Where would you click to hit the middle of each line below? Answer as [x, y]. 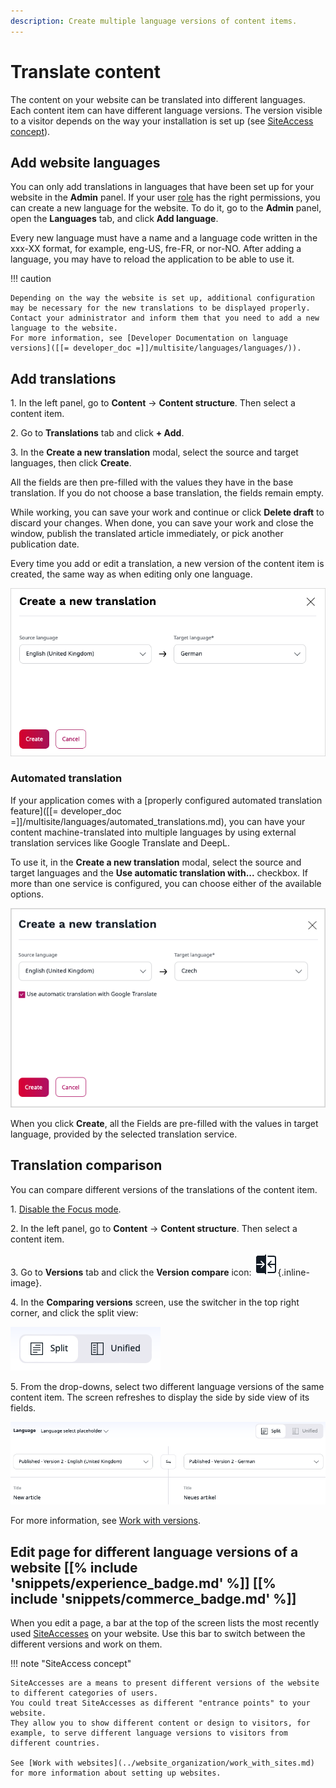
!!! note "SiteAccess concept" [71, 1663]
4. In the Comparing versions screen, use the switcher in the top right [155, 1302]
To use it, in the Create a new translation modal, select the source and [156, 862]
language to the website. [64, 328]
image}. [26, 1282]
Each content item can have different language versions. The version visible [166, 110]
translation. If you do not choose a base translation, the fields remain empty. [167, 493]
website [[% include [74, 1567]
